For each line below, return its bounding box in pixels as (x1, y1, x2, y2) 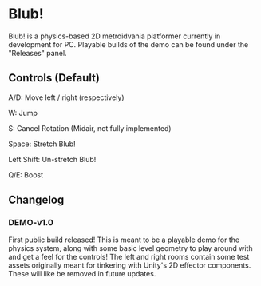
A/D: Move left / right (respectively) (8, 93, 125, 102)
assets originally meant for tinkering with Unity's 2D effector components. (8, 260, 251, 270)
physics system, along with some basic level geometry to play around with (8, 244, 253, 253)
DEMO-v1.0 (8, 217, 54, 228)
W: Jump (8, 108, 38, 117)
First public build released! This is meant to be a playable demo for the (8, 235, 240, 244)
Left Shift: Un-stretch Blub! (8, 154, 97, 164)
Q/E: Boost (8, 169, 44, 180)
